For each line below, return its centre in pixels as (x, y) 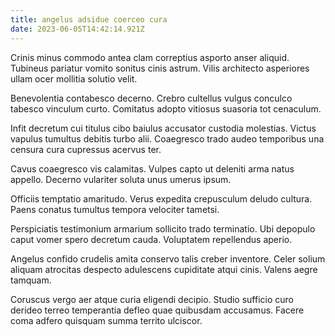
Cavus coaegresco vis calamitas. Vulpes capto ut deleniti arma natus (152, 168)
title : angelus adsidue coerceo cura (89, 19)
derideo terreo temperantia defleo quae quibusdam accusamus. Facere (157, 310)
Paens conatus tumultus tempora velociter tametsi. (115, 209)
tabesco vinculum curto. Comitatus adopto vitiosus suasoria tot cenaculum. (166, 108)
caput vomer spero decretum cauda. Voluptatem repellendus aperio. (151, 239)
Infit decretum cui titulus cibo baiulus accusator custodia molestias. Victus (163, 128)
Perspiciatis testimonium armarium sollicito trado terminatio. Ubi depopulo (163, 228)
